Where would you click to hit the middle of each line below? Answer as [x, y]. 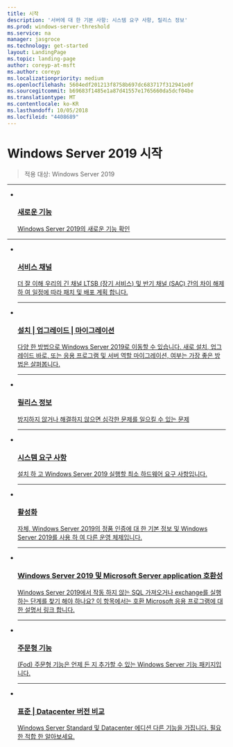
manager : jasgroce [34, 40]
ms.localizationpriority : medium [55, 78]
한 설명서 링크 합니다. [46, 610]
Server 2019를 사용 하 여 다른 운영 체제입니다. [80, 537]
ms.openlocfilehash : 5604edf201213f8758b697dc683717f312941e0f [101, 85]
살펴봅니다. [45, 364]
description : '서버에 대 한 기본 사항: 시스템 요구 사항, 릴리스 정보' [97, 20]
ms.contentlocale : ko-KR [43, 104]
